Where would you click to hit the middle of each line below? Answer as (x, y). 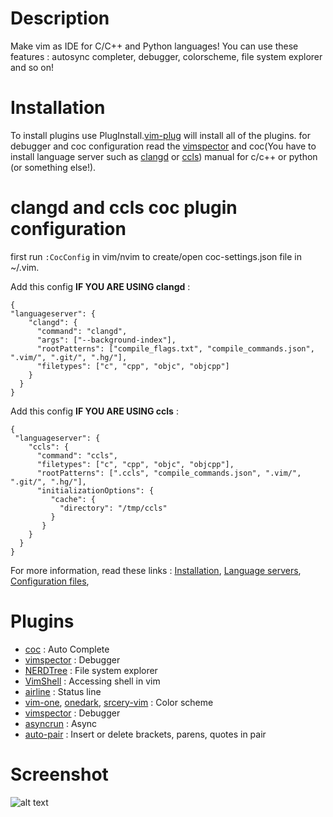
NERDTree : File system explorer (91, 670)
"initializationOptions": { (95, 490)
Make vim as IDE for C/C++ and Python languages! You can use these (154, 46)
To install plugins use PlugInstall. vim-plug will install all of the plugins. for (161, 135)
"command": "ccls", (77, 455)
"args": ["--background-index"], (106, 340)
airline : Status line (63, 691)
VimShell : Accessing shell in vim (92, 681)
